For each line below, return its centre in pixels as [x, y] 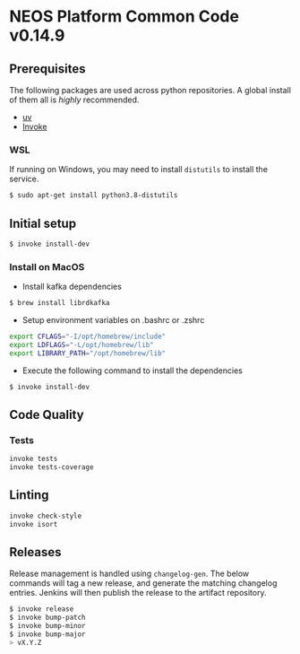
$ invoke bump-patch [48, 618]
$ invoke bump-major [48, 634]
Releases [35, 552]
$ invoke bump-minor [48, 626]
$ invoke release [42, 609]
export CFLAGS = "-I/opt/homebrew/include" [88, 337]
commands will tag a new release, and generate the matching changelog [143, 583]
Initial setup [43, 223]
